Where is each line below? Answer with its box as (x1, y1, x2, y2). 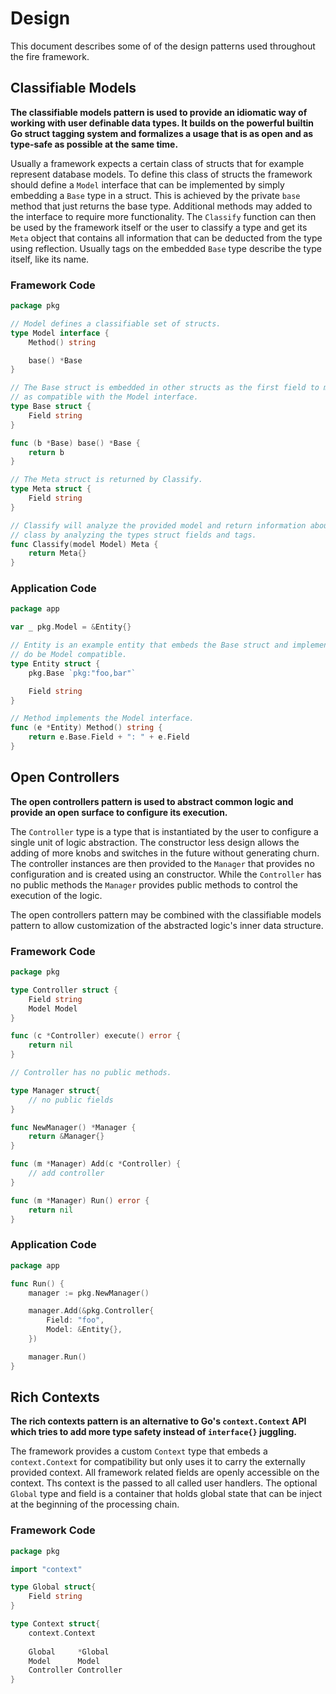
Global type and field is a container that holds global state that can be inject (10, 1488, 323, 1500)
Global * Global (28, 1647, 110, 1657)
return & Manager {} (28, 1132, 105, 1142)
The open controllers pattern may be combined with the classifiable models (10, 908, 322, 921)
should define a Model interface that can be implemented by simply (10, 178, 285, 191)
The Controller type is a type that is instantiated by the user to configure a (10, 825, 319, 837)
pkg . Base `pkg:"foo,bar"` (28, 668, 137, 678)
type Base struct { (10, 402, 92, 412)
